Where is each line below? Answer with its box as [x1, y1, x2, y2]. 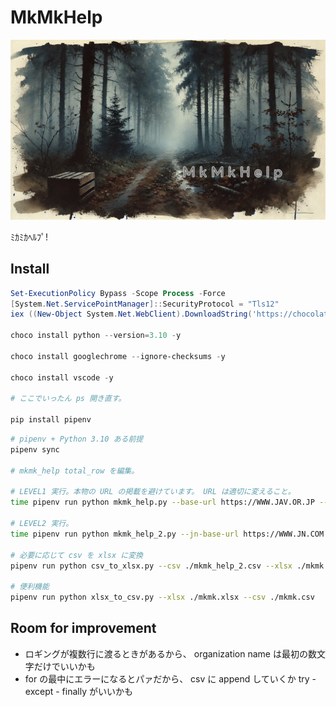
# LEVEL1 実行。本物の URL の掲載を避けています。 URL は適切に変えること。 [10, 487, 296, 497]
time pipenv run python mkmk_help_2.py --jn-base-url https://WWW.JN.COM [10, 529, 325, 539]
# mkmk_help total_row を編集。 [10, 466, 140, 476]
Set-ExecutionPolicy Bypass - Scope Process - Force [10, 288, 226, 298]
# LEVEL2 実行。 [10, 519, 74, 529]
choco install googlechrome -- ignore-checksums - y [10, 351, 226, 361]
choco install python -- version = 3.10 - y [10, 331, 182, 341]
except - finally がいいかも [24, 685, 133, 697]
